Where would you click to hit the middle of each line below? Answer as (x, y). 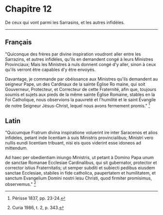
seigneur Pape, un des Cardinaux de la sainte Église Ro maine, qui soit (75, 84)
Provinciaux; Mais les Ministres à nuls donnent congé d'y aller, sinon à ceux (81, 64)
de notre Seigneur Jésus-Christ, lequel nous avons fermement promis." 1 (78, 105)
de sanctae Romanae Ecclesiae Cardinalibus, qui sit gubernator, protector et (81, 163)
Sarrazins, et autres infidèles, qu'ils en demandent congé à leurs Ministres (79, 59)
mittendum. (16, 148)
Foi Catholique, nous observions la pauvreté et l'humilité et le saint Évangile (81, 99)
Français (18, 42)
